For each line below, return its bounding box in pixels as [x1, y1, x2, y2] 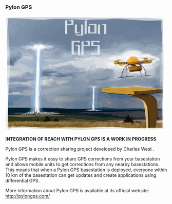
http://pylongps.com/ [5, 193, 50, 199]
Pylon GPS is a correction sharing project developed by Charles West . [5, 146, 155, 152]
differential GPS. [5, 178, 40, 184]
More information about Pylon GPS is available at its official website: [5, 188, 149, 194]
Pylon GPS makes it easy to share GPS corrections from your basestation [5, 156, 160, 162]
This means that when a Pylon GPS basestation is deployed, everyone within [5, 167, 167, 173]
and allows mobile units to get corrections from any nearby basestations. [5, 161, 160, 168]
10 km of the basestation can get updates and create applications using [5, 172, 157, 178]
